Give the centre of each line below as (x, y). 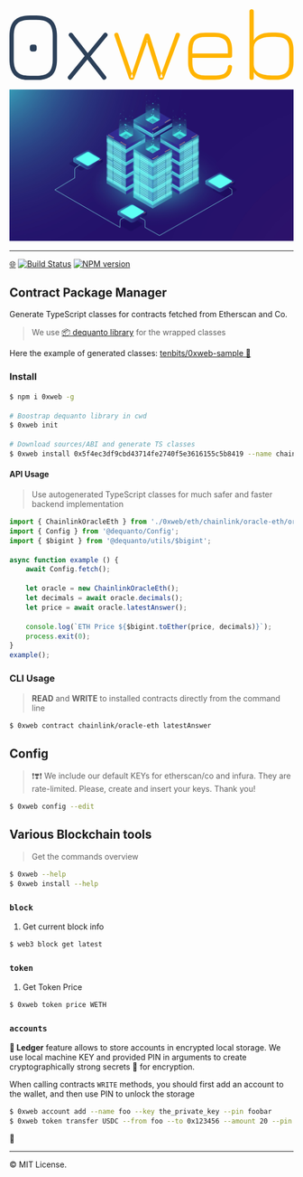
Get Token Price (52, 987)
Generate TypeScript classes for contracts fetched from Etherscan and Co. (149, 315)
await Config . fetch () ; (68, 570)
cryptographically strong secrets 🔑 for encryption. (102, 1067)
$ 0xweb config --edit (52, 807)
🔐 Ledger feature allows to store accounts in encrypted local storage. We (145, 1048)
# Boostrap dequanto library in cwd (78, 416)
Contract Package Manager (88, 293)
